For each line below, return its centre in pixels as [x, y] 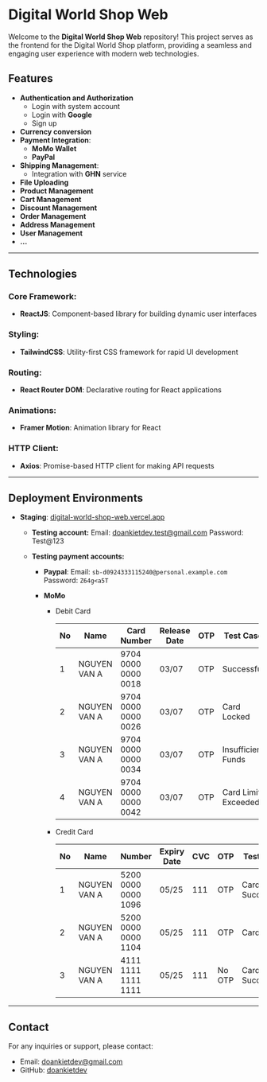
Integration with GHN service [79, 173]
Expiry [172, 851]
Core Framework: [43, 297]
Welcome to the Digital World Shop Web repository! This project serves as [131, 37]
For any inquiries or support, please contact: [81, 1046]
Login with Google [62, 115]
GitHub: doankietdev [53, 1070]
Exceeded [241, 803]
